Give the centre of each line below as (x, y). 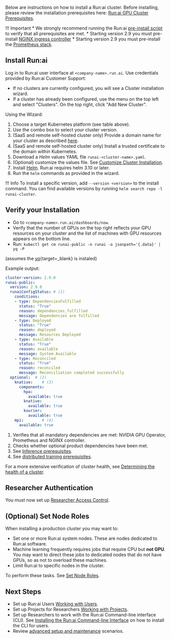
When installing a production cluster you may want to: (62, 529)
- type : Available (34, 339)
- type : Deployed (33, 321)
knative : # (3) (34, 382)
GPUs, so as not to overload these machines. (60, 560)
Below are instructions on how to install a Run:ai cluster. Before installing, (82, 7)
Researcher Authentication (49, 488)
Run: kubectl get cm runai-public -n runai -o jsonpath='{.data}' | (87, 244)
